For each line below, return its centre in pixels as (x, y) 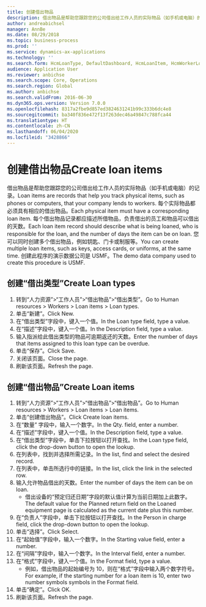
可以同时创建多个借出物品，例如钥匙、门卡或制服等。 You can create (93, 241)
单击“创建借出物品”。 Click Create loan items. (72, 417)
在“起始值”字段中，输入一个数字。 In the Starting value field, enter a (100, 540)
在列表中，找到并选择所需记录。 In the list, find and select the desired (103, 454)
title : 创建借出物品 (30, 12)
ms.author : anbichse (33, 92)
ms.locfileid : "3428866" (39, 138)
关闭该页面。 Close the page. (52, 358)
